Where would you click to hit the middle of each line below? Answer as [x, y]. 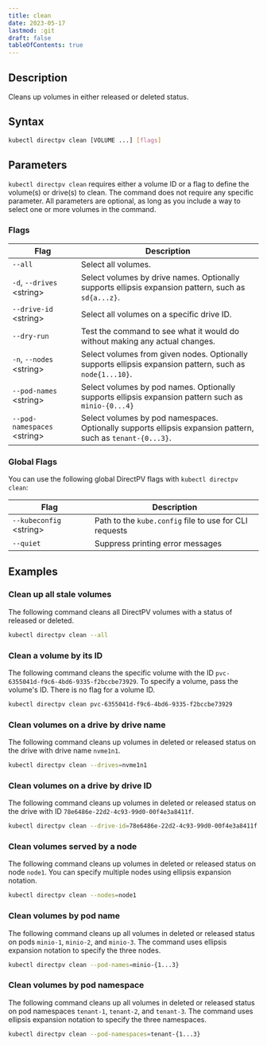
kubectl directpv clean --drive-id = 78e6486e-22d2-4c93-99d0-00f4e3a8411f [133, 826]
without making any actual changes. [148, 341]
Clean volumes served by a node [73, 847]
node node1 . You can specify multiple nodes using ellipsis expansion [120, 872]
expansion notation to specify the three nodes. [85, 950]
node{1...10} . [106, 374]
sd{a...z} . [101, 297]
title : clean [30, 16]
